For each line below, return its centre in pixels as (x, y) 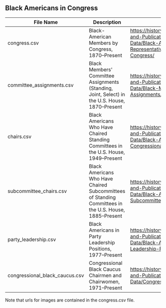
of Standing (102, 197)
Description (107, 22)
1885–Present (105, 216)
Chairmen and (105, 275)
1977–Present (105, 255)
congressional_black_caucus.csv (46, 275)
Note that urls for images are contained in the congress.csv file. (70, 300)
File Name (46, 22)
